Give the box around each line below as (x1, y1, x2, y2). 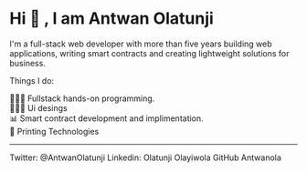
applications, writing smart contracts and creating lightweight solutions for (9, 47, 290, 58)
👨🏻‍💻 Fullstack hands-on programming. (9, 93, 155, 104)
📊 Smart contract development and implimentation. (9, 113, 204, 124)
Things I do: (9, 75, 55, 86)
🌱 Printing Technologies (9, 126, 100, 137)
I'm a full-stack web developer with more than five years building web (9, 38, 272, 49)
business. (9, 57, 46, 68)
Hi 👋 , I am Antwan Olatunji (9, 8, 215, 29)
